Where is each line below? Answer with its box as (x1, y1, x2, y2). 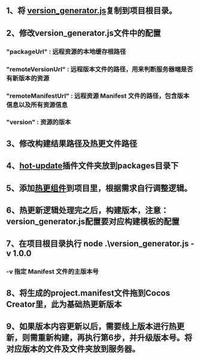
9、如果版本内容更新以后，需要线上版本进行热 (6, 321, 177, 331)
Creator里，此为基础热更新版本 (6, 299, 122, 309)
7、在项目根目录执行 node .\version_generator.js (6, 239, 189, 249)
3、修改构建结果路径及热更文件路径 (6, 138, 138, 149)
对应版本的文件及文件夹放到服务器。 (6, 344, 140, 354)
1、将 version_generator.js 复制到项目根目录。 (6, 5, 177, 16)
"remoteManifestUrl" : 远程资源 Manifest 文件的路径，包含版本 (6, 92, 190, 100)
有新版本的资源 (6, 74, 50, 82)
